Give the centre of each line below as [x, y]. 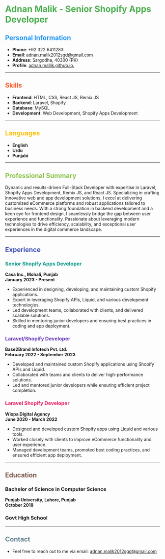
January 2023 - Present [30, 280]
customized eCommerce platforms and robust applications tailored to [75, 203]
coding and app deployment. [41, 326]
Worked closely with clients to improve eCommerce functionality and [82, 439]
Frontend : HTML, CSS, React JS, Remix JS [55, 97]
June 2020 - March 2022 [31, 419]
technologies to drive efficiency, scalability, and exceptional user [70, 224]
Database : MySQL [31, 108]
